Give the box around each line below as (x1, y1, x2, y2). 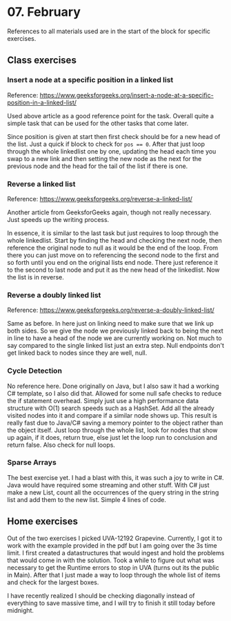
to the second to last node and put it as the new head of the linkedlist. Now (7, 266, 220, 274)
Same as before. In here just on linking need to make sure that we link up (7, 319, 214, 328)
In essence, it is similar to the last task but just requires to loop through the (7, 229, 219, 237)
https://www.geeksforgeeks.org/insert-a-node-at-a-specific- (39, 91, 214, 99)
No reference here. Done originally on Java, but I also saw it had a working (7, 382, 219, 390)
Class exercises (7, 55, 77, 66)
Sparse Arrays (7, 458, 57, 467)
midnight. (7, 606, 34, 614)
